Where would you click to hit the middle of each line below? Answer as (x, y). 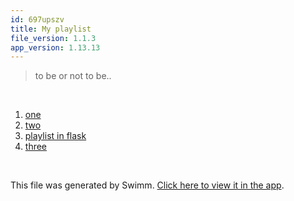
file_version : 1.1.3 (53, 38)
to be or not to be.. (73, 76)
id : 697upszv (37, 19)
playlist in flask (55, 136)
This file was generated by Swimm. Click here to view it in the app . (147, 185)
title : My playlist (51, 29)
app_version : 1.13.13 (55, 47)
